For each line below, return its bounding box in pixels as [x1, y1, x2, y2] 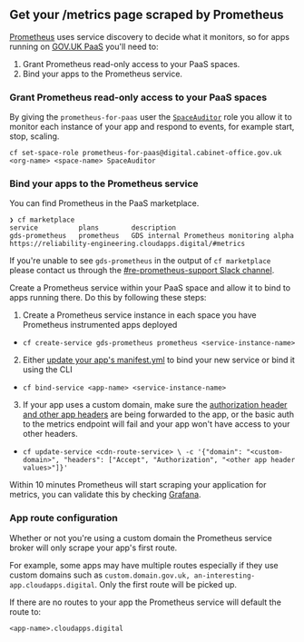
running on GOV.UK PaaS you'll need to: [9, 41, 159, 52]
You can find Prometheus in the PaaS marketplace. [9, 198, 200, 209]
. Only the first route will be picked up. [94, 578, 238, 589]
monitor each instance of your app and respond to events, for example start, [9, 122, 295, 133]
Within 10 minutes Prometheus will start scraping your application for [9, 479, 267, 490]
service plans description [9, 223, 177, 232]
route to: [9, 606, 42, 617]
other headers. [22, 429, 79, 440]
